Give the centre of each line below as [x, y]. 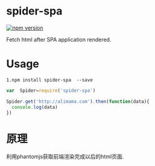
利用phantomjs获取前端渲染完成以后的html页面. [65, 157]
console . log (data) [35, 107]
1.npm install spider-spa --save [50, 80]
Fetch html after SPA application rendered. [59, 39]
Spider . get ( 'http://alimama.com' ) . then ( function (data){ [78, 101]
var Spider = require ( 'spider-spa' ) [51, 91]
